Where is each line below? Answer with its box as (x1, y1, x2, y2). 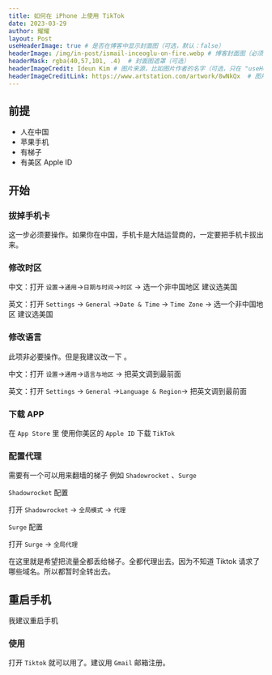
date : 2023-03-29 (8, 19, 67, 28)
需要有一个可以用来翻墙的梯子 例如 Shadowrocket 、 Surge (8, 471, 197, 481)
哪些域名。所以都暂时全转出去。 (8, 566, 115, 576)
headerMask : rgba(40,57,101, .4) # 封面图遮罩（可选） (8, 58, 190, 66)
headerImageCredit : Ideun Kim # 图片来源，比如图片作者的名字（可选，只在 (8, 65, 241, 73)
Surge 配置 (8, 522, 43, 532)
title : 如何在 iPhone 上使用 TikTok (8, 11, 125, 20)
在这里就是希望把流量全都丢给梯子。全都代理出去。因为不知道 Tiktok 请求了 (8, 557, 261, 566)
